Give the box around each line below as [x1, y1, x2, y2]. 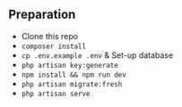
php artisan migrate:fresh [21, 79, 123, 88]
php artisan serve [21, 89, 91, 98]
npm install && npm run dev [21, 70, 126, 79]
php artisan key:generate [21, 61, 118, 70]
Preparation [8, 7, 76, 22]
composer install [21, 42, 87, 51]
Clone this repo [21, 30, 78, 41]
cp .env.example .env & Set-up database [21, 49, 174, 61]
